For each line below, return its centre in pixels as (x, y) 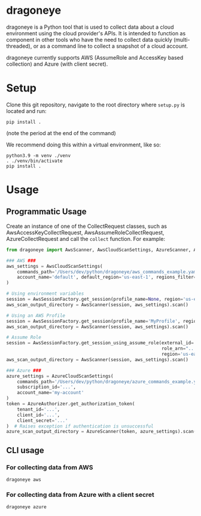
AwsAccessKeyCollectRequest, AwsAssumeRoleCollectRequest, (85, 232)
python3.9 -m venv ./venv (38, 155)
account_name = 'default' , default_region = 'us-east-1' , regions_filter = (107, 277)
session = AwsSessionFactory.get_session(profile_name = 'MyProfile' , (93, 321)
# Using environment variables (45, 294)
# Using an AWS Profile (36, 315)
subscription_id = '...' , (47, 387)
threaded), (19, 46)
